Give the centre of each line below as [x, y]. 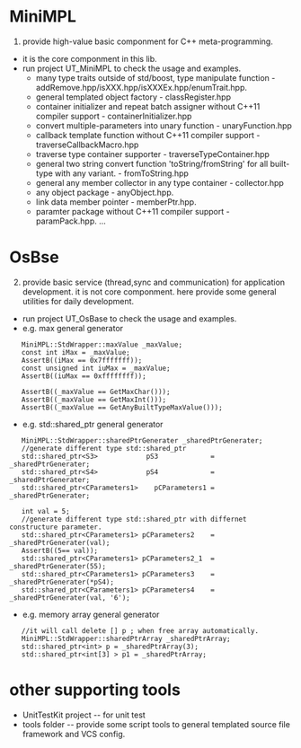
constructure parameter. [56, 527]
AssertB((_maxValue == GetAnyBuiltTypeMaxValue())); [122, 407]
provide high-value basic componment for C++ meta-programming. [148, 41]
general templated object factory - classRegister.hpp [133, 97]
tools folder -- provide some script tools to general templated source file [156, 724]
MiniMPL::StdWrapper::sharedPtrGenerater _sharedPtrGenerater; [142, 440]
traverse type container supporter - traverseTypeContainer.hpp [152, 154]
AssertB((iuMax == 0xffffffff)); [84, 376]
